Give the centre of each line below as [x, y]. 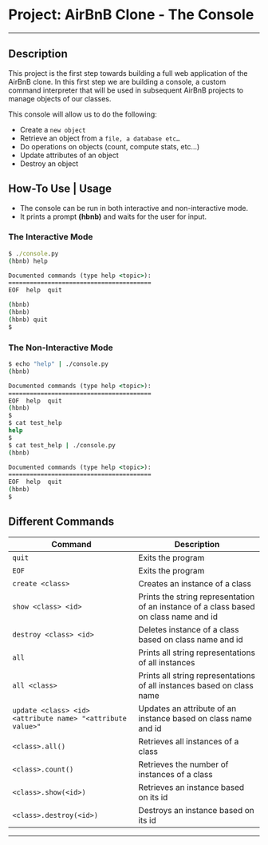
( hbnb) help [28, 261]
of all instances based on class [196, 685]
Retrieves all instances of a [189, 741]
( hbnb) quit [28, 319]
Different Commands [61, 522]
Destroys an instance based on [197, 810]
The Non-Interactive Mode [61, 347]
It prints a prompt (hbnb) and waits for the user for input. [113, 216]
